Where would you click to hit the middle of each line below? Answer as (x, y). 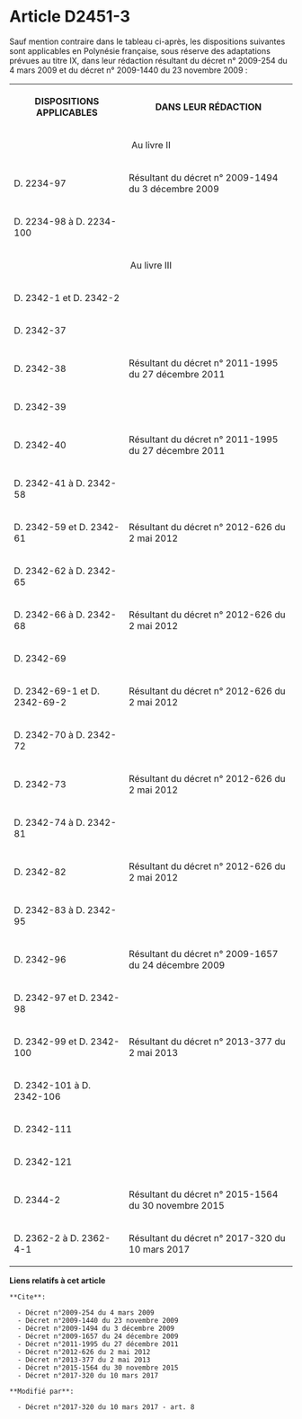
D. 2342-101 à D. (53, 1085)
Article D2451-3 (70, 17)
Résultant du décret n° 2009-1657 (204, 953)
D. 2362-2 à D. (46, 1237)
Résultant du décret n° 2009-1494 (204, 177)
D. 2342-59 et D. (51, 527)
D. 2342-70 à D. (49, 734)
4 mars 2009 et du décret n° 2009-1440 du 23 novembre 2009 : (129, 70)
